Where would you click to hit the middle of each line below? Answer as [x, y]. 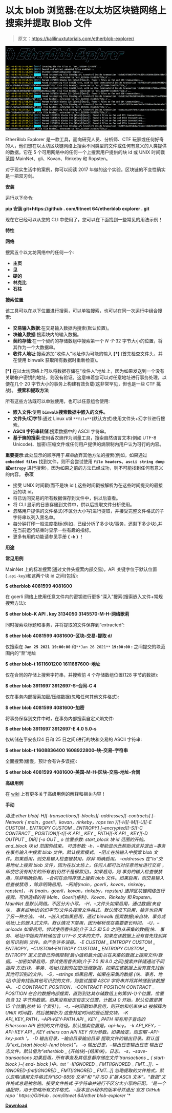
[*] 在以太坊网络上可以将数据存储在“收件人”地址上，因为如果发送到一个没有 [85, 371]
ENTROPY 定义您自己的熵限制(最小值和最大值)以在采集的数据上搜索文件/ [82, 955]
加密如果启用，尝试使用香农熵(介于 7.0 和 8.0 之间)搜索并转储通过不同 [91, 961]
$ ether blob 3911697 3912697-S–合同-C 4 [51, 686]
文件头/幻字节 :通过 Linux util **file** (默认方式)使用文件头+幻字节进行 [87, 418]
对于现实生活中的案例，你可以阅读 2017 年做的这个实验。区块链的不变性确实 [85, 169]
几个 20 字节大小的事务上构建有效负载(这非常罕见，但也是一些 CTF [84, 384]
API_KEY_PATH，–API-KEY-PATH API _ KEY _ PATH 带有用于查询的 [76, 1019]
